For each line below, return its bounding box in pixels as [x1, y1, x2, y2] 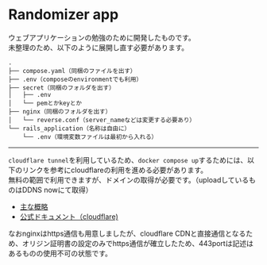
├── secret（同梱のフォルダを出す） [8, 83, 115, 92]
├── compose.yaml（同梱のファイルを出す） [8, 67, 137, 75]
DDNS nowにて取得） [21, 185, 93, 194]
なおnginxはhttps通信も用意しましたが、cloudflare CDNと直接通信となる [8, 229, 246, 238]
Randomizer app [8, 6, 119, 24]
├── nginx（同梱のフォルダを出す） [8, 107, 112, 116]
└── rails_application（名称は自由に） [8, 125, 131, 132]
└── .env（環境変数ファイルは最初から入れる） [22, 132, 157, 140]
